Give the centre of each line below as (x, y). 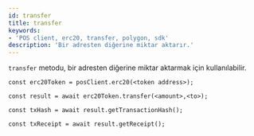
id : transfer (30, 16)
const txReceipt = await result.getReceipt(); (87, 124)
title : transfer (35, 23)
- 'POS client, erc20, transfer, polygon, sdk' (89, 38)
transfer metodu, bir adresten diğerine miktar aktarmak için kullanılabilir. (127, 68)
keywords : (25, 30)
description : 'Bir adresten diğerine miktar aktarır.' (101, 45)
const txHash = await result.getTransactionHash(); (96, 111)
